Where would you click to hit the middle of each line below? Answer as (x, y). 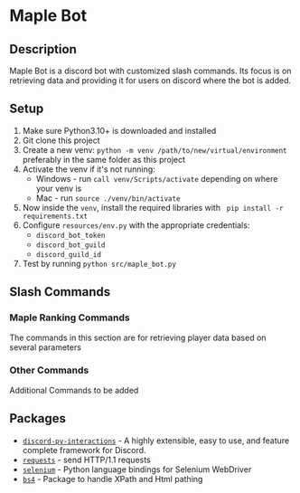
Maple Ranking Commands (70, 318)
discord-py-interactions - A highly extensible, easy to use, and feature (156, 441)
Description (43, 49)
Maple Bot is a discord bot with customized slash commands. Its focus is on (150, 71)
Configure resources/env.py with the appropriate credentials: (136, 225)
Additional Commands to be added (74, 390)
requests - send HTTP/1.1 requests (86, 460)
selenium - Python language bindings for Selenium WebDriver (137, 469)
